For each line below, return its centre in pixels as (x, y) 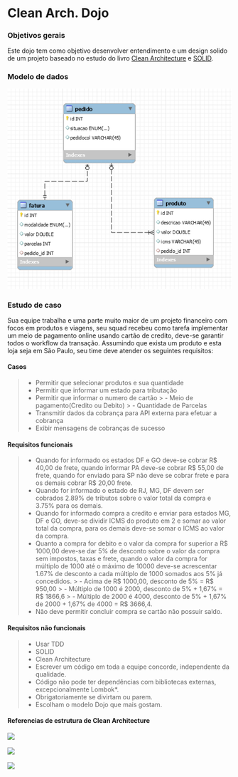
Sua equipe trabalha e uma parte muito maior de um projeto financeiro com (117, 320)
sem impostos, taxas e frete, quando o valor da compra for (121, 559)
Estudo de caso (34, 305)
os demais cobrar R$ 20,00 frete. (84, 483)
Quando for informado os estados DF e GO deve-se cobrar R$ (126, 460)
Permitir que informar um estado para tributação (106, 390)
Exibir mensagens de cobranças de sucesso (100, 428)
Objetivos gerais (36, 36)
